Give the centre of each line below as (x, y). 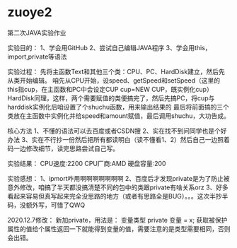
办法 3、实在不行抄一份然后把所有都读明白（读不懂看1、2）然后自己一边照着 (118, 139)
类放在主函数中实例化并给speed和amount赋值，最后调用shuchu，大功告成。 (119, 116)
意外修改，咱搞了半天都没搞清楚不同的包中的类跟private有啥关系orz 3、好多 (118, 187)
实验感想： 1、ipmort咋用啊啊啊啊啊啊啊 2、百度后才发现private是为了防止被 (118, 178)
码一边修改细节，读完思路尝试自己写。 (63, 148)
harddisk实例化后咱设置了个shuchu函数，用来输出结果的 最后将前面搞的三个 (118, 107)
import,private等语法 (37, 57)
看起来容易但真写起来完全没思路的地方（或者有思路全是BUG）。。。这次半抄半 (118, 196)
